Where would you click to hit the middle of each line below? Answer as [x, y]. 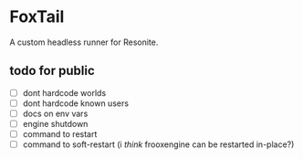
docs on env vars [55, 113]
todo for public [52, 71]
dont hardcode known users [76, 103]
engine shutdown [55, 123]
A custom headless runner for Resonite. [84, 42]
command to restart [60, 134]
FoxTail [37, 17]
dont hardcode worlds [64, 92]
